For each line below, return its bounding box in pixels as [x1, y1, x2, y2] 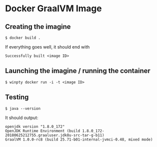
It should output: [5, 115, 38, 121]
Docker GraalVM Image [5, 3, 102, 14]
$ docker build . [5, 35, 41, 40]
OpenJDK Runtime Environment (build [5, 128, 80, 133]
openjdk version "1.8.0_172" [5, 124, 65, 129]
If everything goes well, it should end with [5, 44, 90, 49]
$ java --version [5, 106, 41, 111]
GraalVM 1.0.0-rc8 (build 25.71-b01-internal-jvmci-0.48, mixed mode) [5, 137, 153, 142]
